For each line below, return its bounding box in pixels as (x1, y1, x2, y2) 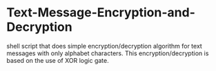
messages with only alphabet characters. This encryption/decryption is (6, 49, 209, 57)
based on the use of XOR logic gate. (6, 56, 109, 64)
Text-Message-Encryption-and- (6, 5, 196, 20)
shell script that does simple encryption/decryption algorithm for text (6, 42, 203, 50)
